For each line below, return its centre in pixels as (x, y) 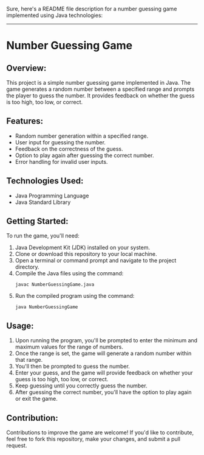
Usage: (20, 326)
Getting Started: (37, 221)
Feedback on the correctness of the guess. (69, 149)
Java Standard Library (43, 202)
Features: (25, 121)
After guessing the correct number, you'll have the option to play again (103, 392)
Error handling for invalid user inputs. (61, 161)
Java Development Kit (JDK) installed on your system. (83, 248)
